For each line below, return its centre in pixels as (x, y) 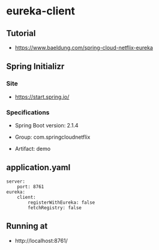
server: (16, 181)
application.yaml (38, 167)
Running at (27, 226)
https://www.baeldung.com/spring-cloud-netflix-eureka (84, 47)
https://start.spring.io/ (42, 97)
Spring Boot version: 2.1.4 (46, 125)
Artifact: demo (33, 148)
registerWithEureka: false (61, 203)
